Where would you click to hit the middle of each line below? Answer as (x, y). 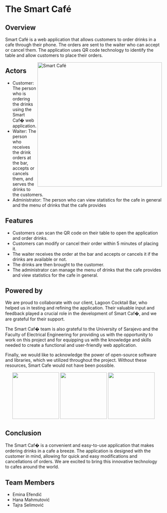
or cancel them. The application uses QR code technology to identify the (80, 50)
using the (22, 109)
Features (19, 221)
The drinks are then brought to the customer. (58, 264)
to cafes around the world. (32, 467)
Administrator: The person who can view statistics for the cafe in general (87, 200)
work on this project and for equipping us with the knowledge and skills (78, 340)
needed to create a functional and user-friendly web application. (71, 345)
